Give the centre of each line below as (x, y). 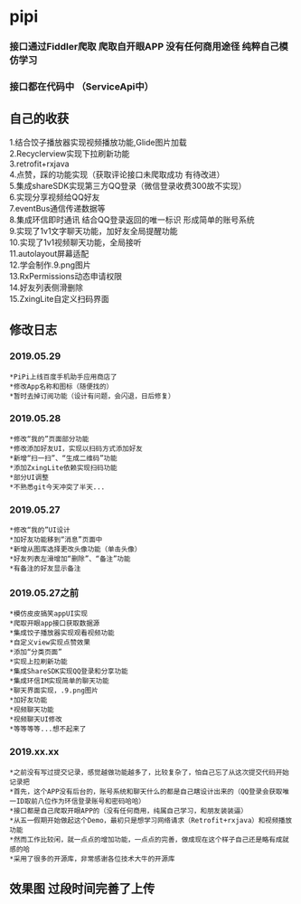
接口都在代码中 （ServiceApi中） (81, 87)
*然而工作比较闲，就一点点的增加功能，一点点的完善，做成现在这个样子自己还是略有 (142, 839)
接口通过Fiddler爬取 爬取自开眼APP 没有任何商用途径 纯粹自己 (144, 47)
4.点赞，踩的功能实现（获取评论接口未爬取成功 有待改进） (117, 174)
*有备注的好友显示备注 (45, 569)
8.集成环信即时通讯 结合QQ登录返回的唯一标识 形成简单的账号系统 (132, 220)
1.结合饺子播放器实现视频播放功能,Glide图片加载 (98, 142)
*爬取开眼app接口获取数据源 (55, 624)
